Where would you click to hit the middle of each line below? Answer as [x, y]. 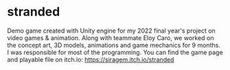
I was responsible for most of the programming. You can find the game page [115, 52]
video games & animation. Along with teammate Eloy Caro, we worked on [111, 37]
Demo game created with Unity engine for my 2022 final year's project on [112, 31]
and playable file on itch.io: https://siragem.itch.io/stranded [91, 59]
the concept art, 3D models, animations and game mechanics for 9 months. [114, 45]
